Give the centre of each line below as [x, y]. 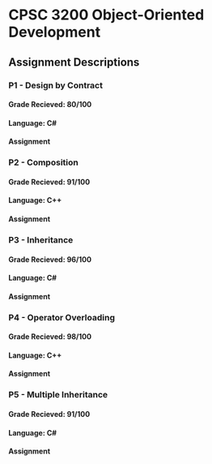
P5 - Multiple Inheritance [58, 395]
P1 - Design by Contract [56, 85]
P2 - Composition [43, 162]
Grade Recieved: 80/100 [50, 105]
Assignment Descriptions [74, 62]
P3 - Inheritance [41, 239]
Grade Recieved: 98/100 [50, 337]
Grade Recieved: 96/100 [50, 259]
